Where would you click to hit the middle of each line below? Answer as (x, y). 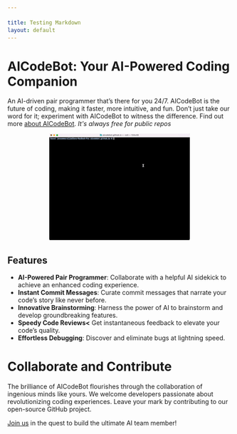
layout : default (31, 30)
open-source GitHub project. (49, 409)
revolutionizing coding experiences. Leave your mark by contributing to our (118, 402)
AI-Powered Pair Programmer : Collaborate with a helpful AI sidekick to (122, 277)
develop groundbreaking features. (68, 315)
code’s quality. (39, 331)
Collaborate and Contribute (90, 367)
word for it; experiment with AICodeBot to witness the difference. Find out (116, 116)
